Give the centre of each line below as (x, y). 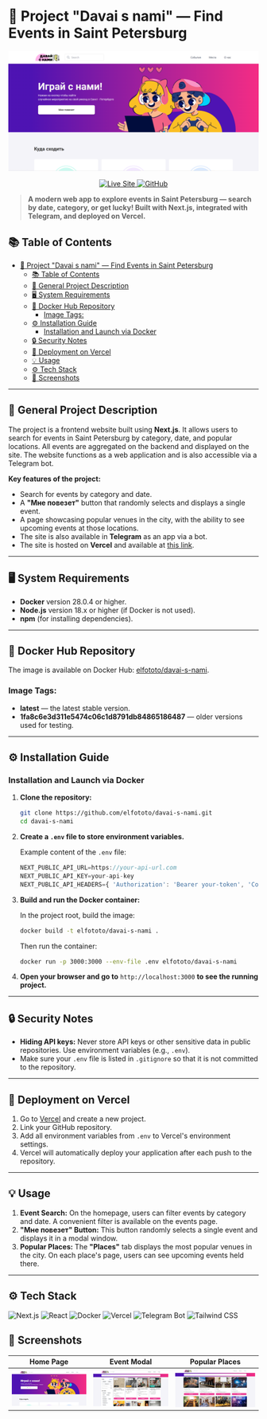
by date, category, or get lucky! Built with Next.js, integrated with (137, 208)
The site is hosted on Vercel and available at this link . (107, 545)
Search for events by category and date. (86, 494)
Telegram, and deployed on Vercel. (87, 216)
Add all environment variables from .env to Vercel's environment (125, 1136)
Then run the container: (58, 946)
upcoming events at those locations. (79, 528)
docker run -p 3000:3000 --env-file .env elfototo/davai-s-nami (128, 962)
